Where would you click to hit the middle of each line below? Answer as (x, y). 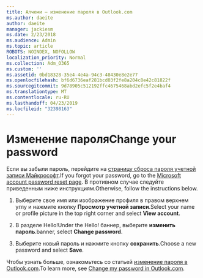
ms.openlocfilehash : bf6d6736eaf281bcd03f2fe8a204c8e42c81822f (89, 80)
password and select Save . (50, 250)
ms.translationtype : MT (37, 92)
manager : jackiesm (30, 29)
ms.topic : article (30, 47)
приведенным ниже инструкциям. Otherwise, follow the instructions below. (102, 189)
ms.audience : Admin (31, 40)
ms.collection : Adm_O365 (38, 63)
